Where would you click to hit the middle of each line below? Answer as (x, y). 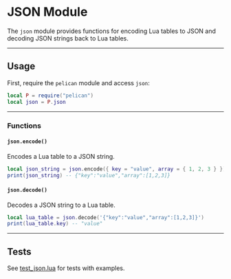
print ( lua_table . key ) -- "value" (55, 224)
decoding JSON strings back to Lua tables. (68, 38)
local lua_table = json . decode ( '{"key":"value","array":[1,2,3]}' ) (106, 217)
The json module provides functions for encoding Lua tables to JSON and (112, 31)
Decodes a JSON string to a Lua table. (61, 205)
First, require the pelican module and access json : (78, 82)
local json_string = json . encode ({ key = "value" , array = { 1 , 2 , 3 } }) (117, 169)
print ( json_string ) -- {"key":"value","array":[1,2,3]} (89, 175)
